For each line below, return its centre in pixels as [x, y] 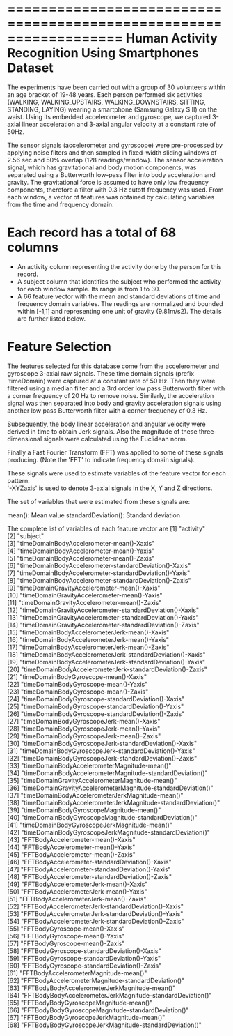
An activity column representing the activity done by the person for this [119, 266]
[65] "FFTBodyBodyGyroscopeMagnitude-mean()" [80, 1003]
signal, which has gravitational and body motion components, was [102, 167]
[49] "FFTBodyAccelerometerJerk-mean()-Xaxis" [78, 884]
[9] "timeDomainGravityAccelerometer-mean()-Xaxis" [84, 588]
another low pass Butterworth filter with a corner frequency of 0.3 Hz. [107, 410]
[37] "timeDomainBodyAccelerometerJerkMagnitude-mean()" [95, 795]
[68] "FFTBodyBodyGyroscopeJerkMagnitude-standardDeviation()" [104, 1025]
